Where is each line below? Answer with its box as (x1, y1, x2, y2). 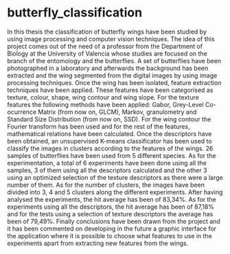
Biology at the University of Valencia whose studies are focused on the (7, 49, 207, 58)
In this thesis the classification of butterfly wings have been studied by (7, 27, 207, 36)
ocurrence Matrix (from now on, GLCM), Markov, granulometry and (7, 108, 197, 116)
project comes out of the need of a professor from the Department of (7, 42, 203, 50)
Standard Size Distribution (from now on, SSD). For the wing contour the (7, 115, 211, 123)
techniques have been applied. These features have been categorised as (7, 86, 214, 94)
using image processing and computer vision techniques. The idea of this (7, 34, 215, 43)
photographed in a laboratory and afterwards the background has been (7, 64, 209, 72)
